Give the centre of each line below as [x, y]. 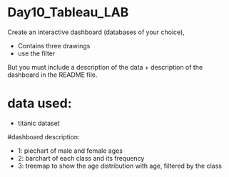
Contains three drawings [54, 45]
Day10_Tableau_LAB [68, 12]
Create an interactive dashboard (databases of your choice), [96, 32]
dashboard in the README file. [52, 75]
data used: [40, 103]
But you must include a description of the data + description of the [105, 67]
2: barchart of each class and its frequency [81, 158]
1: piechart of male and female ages [70, 151]
